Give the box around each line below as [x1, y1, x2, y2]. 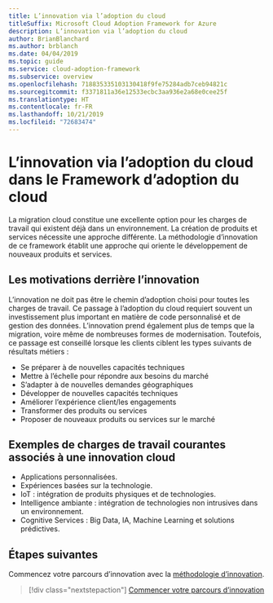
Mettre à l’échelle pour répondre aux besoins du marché [20, 371, 209, 381]
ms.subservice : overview [8, 73, 93, 81]
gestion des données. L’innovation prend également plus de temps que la [8, 320, 255, 330]
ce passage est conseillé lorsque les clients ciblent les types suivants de [8, 337, 253, 347]
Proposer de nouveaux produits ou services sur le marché [20, 414, 216, 424]
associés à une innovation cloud [8, 451, 176, 464]
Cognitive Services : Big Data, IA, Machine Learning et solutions [20, 515, 235, 526]
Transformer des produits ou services [20, 405, 148, 416]
